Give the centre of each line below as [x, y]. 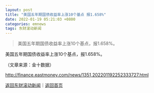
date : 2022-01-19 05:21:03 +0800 [40, 19]
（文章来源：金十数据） [30, 65]
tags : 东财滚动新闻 [23, 29]
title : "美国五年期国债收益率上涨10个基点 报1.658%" [56, 15]
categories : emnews [26, 24]
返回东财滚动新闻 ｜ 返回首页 [34, 85]
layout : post [19, 10]
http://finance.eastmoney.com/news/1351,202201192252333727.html [77, 75]
